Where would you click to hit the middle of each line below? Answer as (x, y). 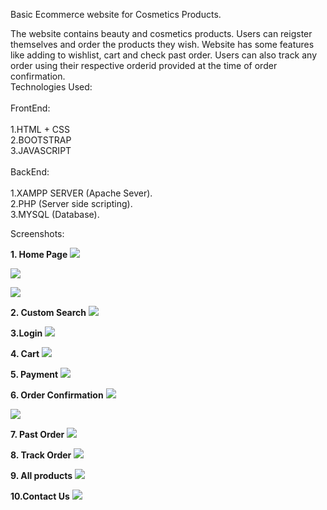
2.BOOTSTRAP (41, 140)
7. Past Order (37, 434)
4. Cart (25, 353)
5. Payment (34, 374)
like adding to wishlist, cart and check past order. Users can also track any (164, 55)
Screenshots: (37, 233)
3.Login (26, 333)
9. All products (41, 475)
